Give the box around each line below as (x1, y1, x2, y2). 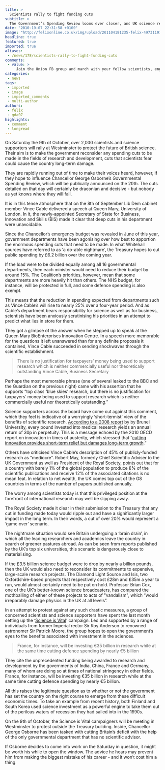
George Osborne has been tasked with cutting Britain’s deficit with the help (5, 729, 157, 735)
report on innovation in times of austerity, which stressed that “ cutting (5, 435, 146, 441)
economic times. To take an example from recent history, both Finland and (5, 699, 156, 705)
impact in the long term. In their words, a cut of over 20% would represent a (5, 515, 159, 522)
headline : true (5, 35, 36, 40)
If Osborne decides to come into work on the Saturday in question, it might (5, 744, 156, 750)
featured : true (5, 39, 36, 44)
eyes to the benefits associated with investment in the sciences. (5, 633, 135, 639)
